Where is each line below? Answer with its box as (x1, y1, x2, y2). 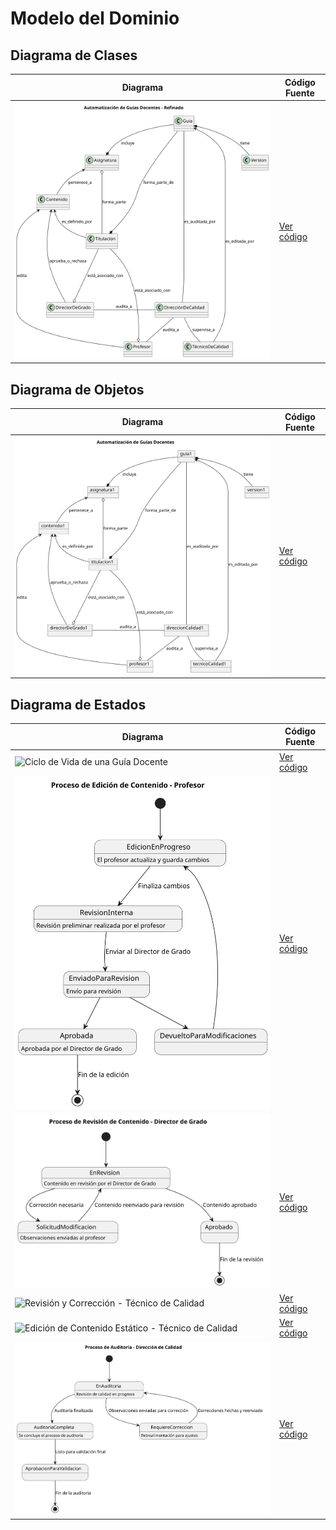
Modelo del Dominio (10, 7, 180, 30)
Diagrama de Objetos (10, 381, 145, 398)
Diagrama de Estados (10, 696, 147, 713)
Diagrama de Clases (10, 47, 138, 64)
